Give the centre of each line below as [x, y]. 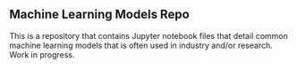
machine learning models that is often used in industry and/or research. [141, 45]
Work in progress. [42, 54]
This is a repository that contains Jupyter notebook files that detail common [148, 35]
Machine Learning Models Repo [99, 15]
